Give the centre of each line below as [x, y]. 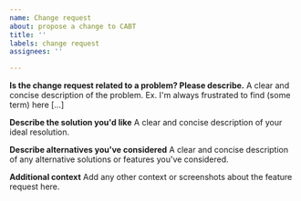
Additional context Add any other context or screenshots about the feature [151, 177]
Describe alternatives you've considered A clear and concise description [149, 150]
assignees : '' [36, 52]
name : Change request [51, 18]
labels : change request [55, 43]
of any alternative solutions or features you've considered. [119, 159]
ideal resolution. [40, 132]
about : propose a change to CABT [73, 26]
